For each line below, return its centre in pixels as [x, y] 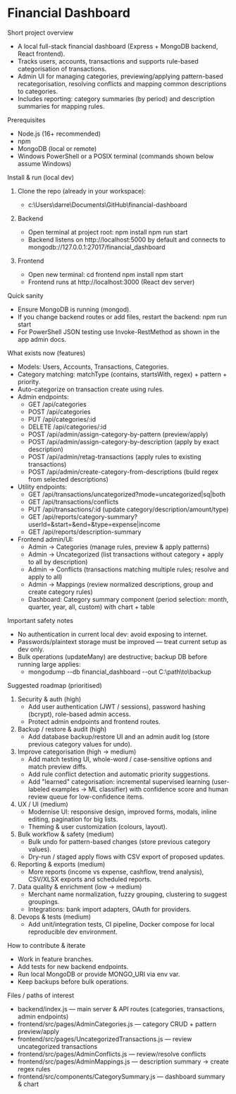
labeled [39, 789]
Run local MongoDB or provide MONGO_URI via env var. [99, 974]
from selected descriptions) [68, 479]
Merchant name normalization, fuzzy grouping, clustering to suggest [128, 894]
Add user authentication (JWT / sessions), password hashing [117, 706]
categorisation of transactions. [62, 69]
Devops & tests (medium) [54, 917]
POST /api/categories [59, 412]
